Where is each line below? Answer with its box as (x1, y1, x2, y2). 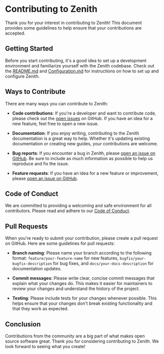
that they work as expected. (12, 306, 69, 312)
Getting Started (5, 44, 53, 53)
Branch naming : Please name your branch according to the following (12, 250, 152, 256)
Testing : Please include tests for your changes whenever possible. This (12, 295, 157, 301)
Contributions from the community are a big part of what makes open (5, 333, 145, 339)
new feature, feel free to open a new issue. (12, 121, 99, 127)
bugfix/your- (119, 256, 146, 261)
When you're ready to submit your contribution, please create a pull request (5, 235, 158, 241)
